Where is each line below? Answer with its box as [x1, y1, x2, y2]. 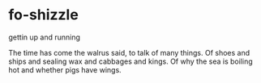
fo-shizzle [8, 6, 79, 24]
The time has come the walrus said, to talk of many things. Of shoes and [8, 48, 250, 57]
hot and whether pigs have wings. [8, 64, 122, 74]
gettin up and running [8, 32, 81, 42]
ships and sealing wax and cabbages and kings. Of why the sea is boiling [8, 56, 253, 66]
